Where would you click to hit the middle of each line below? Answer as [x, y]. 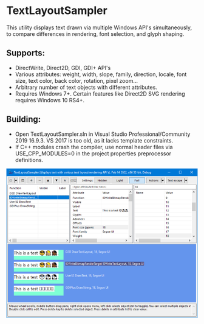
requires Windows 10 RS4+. [50, 100]
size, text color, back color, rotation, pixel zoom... [76, 80]
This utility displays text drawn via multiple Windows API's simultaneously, [99, 27]
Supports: [26, 53]
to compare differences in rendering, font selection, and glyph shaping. [95, 33]
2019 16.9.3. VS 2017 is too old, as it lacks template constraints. [94, 140]
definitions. [29, 160]
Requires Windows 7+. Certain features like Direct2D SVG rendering [100, 93]
